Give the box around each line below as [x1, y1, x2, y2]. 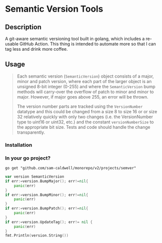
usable [5, 41, 19, 47]
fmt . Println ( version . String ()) [5, 233, 69, 238]
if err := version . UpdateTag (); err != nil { [5, 220, 93, 224]
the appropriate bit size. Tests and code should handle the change [17, 124, 150, 130]
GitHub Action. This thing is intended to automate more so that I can [19, 41, 156, 47]
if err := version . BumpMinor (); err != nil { [5, 192, 89, 197]
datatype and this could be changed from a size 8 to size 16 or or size [17, 108, 158, 114]
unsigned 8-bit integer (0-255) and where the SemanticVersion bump [17, 83, 156, 89]
